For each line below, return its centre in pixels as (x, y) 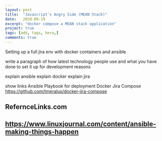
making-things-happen (42, 132)
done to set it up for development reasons (48, 67)
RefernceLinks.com (36, 107)
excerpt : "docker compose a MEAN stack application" (61, 24)
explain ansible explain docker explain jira (48, 76)
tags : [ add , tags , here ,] (32, 33)
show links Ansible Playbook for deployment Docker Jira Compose (73, 86)
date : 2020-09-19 (25, 19)
